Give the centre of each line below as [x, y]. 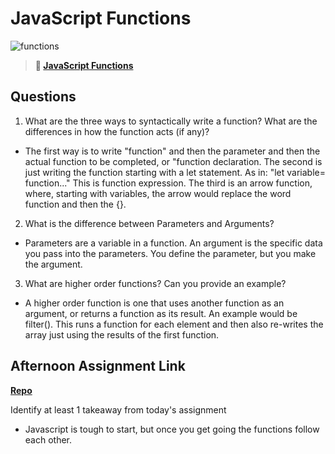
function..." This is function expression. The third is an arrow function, [168, 183]
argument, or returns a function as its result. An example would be [161, 313]
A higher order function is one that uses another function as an [154, 303]
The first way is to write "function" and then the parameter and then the [172, 151]
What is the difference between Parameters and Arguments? [149, 223]
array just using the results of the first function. [122, 334]
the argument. [53, 264]
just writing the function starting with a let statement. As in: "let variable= [175, 172]
